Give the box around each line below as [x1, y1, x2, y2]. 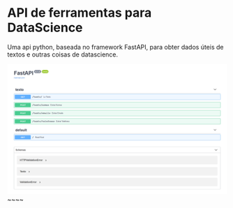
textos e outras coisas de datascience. [7, 50, 119, 59]
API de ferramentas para [7, 5, 152, 21]
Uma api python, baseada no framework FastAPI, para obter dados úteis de [7, 43, 224, 51]
